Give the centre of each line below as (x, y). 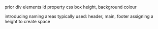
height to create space (27, 22)
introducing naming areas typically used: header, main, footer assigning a (79, 16)
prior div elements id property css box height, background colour (71, 7)
